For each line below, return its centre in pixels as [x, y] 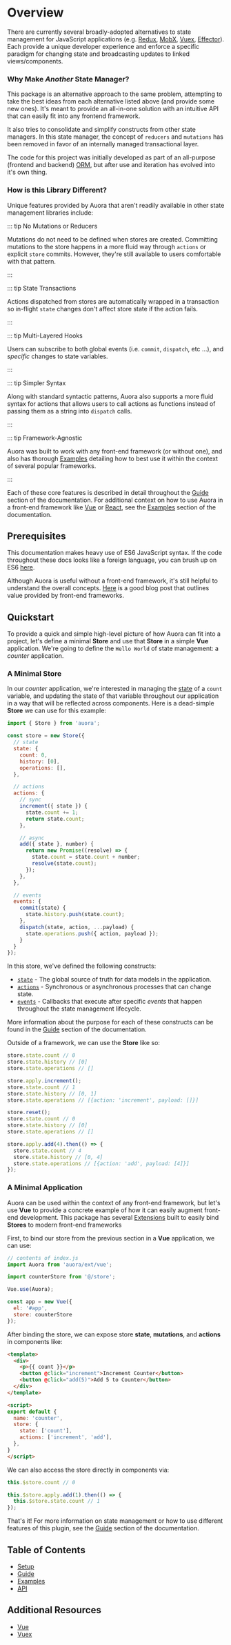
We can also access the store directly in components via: [88, 1470]
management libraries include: [50, 213]
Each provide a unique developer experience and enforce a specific [103, 46]
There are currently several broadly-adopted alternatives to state [99, 32]
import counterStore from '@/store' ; [61, 1277]
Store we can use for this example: [57, 711]
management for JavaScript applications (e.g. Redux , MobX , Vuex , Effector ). [116, 39]
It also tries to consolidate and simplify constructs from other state [102, 130]
